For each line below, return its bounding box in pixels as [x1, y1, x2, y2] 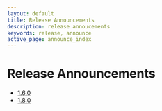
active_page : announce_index [7, 36, 92, 43]
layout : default [7, 10, 54, 17]
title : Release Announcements [7, 17, 95, 24]
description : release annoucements [7, 23, 111, 30]
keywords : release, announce [7, 29, 92, 37]
